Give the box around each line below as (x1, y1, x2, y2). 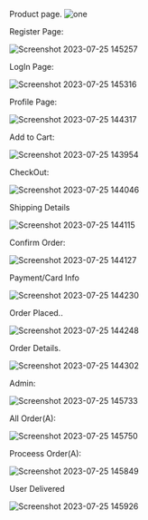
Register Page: (9, 26, 64, 36)
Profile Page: (9, 96, 58, 107)
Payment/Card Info (9, 272, 79, 283)
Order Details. (9, 343, 61, 353)
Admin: (9, 378, 36, 388)
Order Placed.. (9, 308, 63, 318)
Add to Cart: (9, 132, 55, 142)
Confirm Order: (9, 237, 66, 248)
